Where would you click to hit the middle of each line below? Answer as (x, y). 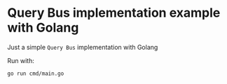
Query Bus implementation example (114, 13)
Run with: (21, 60)
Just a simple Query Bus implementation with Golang (83, 47)
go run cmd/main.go (36, 73)
